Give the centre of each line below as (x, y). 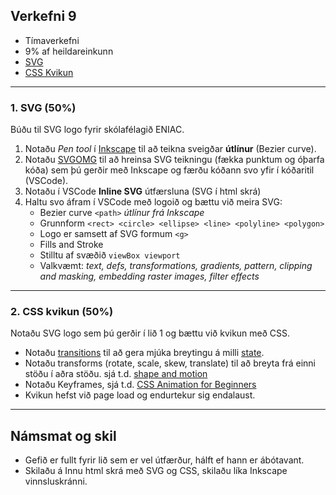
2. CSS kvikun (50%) (62, 312)
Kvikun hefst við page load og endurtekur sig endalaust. (140, 395)
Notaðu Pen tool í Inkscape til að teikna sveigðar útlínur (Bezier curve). (170, 149)
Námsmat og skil (63, 435)
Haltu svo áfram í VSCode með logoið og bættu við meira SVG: (153, 202)
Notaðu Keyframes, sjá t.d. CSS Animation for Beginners (140, 385)
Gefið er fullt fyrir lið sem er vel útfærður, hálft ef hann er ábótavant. (164, 460)
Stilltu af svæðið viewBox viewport (110, 255)
